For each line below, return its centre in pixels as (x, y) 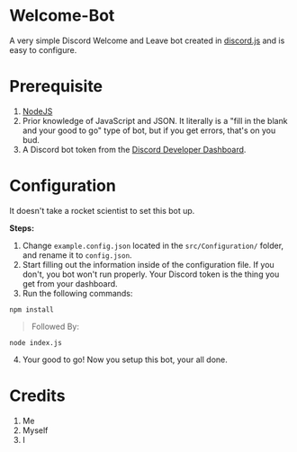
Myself (35, 430)
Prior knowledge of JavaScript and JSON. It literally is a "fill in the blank (155, 120)
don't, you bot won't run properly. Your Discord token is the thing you (151, 274)
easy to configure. (43, 49)
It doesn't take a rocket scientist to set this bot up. (102, 210)
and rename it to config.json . (77, 255)
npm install (31, 310)
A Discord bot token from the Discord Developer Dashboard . (134, 149)
